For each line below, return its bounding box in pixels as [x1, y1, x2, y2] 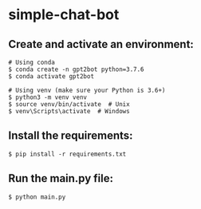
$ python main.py [8, 193, 66, 201]
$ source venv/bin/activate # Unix [8, 101, 130, 108]
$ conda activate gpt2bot [8, 73, 94, 81]
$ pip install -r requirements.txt [8, 150, 127, 158]
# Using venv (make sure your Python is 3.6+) [8, 86, 166, 94]
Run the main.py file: [8, 172, 114, 185]
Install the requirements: [8, 129, 133, 143]
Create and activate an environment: [8, 37, 194, 51]
